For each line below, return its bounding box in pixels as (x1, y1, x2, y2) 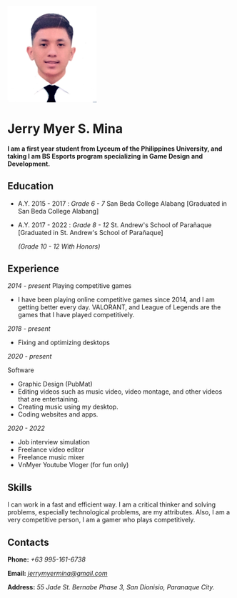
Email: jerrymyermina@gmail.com (7, 569, 109, 577)
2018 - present (7, 324, 51, 333)
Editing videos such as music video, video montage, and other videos (17, 387, 223, 396)
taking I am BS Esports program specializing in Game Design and (7, 151, 203, 160)
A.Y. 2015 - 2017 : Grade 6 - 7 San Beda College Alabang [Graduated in (17, 199, 227, 208)
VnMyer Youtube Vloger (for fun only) (17, 461, 129, 469)
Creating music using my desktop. (17, 402, 119, 412)
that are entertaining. (17, 395, 80, 404)
